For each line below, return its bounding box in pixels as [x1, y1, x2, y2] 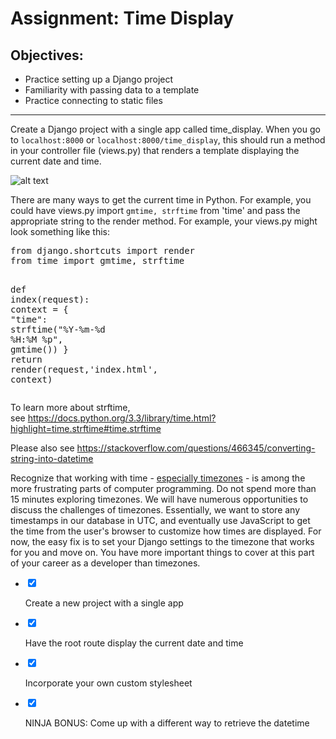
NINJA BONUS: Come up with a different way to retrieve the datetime [24, 717, 310, 729]
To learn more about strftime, [10, 402, 131, 413]
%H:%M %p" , [10, 334, 64, 345]
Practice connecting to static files [24, 95, 163, 106]
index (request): [10, 294, 90, 305]
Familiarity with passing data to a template [24, 84, 200, 96]
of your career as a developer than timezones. [10, 557, 201, 569]
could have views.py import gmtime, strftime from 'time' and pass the [10, 205, 301, 216]
